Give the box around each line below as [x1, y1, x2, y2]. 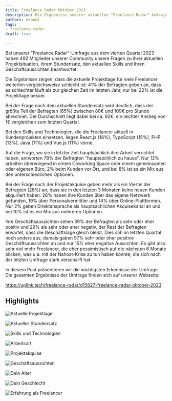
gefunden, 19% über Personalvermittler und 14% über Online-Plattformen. [5, 198, 161, 204]
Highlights [5, 297, 39, 306]
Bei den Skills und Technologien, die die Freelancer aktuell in [5, 129, 134, 135]
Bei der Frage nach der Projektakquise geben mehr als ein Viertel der [5, 182, 151, 187]
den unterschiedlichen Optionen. [5, 171, 74, 177]
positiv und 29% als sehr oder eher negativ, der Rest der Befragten [5, 224, 147, 230]
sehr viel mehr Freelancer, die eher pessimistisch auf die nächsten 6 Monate [5, 246, 166, 252]
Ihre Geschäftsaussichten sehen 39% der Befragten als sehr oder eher [5, 218, 155, 225]
